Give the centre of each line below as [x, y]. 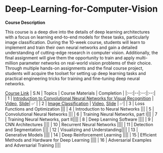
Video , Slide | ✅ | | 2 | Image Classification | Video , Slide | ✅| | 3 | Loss [75, 103]
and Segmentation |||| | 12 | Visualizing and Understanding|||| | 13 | [72, 130]
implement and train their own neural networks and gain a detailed [71, 47]
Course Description [25, 22]
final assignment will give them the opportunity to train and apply [70, 57]
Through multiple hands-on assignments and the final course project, [74, 68]
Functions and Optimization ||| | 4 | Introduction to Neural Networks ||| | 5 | [80, 109]
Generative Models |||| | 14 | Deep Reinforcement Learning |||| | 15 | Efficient [81, 134]
